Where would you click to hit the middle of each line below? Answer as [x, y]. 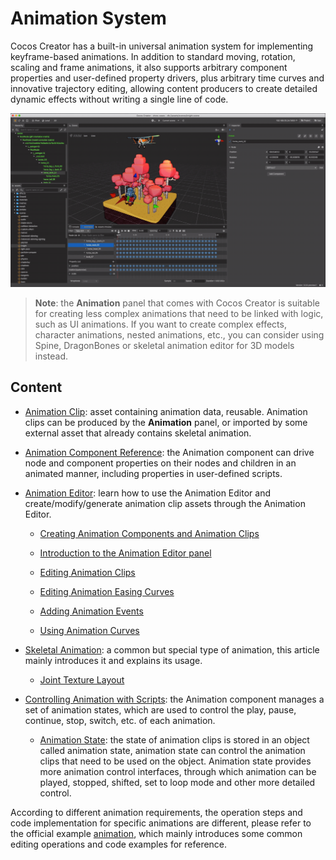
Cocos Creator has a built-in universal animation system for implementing [162, 46]
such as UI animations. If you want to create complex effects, [160, 324]
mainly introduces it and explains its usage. [113, 660]
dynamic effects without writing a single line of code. [119, 99]
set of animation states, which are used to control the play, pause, [160, 709]
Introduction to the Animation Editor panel [125, 553]
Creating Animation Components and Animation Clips [149, 533]
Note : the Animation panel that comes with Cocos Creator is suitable [177, 303]
